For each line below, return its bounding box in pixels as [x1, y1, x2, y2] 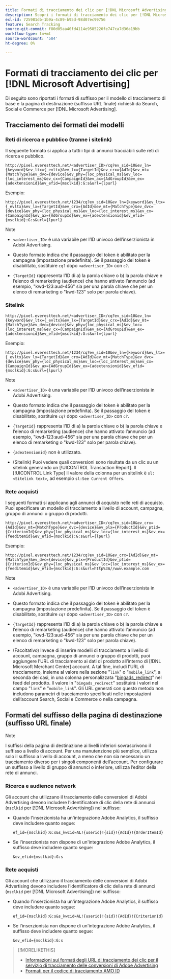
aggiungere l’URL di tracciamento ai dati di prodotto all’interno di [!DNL [12, 658, 161, 664]
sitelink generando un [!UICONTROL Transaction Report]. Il [12, 464, 136, 470]
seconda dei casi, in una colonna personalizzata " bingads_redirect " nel [12, 674, 162, 680]
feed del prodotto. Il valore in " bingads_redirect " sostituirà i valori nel [12, 679, 159, 686]
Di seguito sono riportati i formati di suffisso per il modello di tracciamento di [5, 95, 166, 101]
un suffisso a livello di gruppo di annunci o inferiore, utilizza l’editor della [5, 764, 157, 770]
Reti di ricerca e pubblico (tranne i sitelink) [5, 136, 112, 143]
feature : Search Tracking [5, 21, 60, 27]
